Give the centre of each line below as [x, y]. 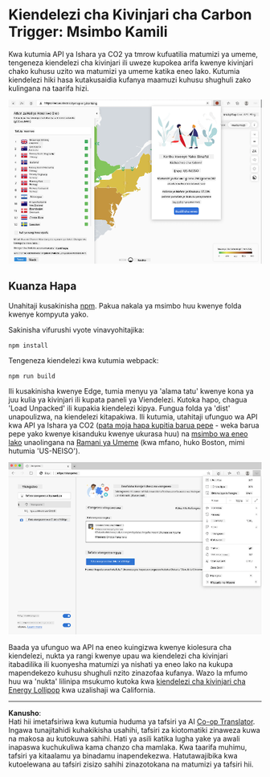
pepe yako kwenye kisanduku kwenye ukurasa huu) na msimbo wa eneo [128, 433]
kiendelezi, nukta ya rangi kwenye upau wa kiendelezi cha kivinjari [118, 656]
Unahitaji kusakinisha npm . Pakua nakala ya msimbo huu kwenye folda [125, 305]
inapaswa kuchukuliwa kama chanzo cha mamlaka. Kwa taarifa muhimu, [128, 747]
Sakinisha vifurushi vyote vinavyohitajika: [76, 329]
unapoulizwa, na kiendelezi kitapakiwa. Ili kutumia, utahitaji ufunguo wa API [133, 416]
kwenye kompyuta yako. [49, 314]
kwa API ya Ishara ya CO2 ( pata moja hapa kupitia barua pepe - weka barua [134, 425]
